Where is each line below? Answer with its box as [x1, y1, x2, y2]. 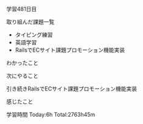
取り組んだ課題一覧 [6, 18, 55, 26]
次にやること [6, 72, 38, 79]
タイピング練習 [15, 31, 53, 38]
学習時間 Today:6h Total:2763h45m [6, 111, 96, 118]
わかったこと [6, 60, 38, 66]
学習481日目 [6, 5, 37, 12]
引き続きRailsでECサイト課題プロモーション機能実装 [6, 85, 138, 92]
